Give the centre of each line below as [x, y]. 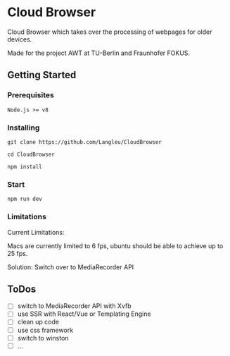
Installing [24, 128]
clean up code [38, 322]
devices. [20, 39]
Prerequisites [31, 95]
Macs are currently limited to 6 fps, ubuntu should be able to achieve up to [115, 246]
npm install [25, 166]
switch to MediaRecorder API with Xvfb [74, 306]
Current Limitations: [36, 232]
